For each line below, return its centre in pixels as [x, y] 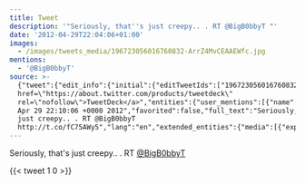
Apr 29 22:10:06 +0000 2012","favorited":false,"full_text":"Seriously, [158, 111]
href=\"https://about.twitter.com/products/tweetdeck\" [125, 93]
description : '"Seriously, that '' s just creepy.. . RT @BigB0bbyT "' [144, 26]
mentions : [28, 60]
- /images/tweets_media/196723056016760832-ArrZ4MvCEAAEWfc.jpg [142, 52]
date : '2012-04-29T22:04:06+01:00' [77, 34]
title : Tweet [34, 18]
